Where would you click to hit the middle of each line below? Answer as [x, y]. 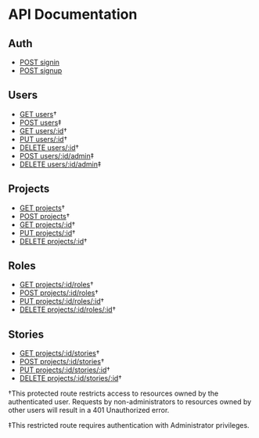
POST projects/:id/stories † [62, 362]
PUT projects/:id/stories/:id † [65, 370]
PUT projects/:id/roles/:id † [61, 301]
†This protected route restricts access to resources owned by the [113, 393]
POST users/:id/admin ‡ [57, 155]
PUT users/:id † [43, 139]
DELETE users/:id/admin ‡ [60, 164]
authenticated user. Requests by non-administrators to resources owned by [130, 402]
